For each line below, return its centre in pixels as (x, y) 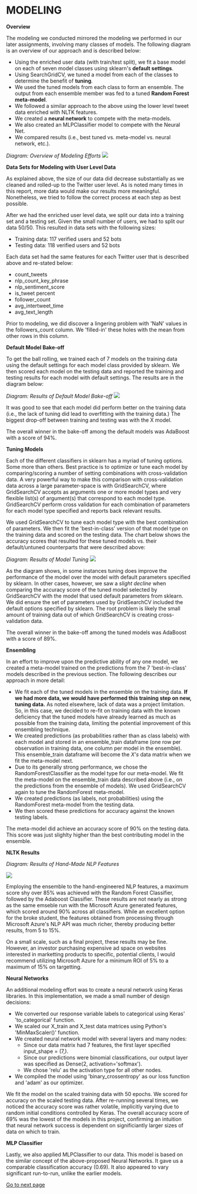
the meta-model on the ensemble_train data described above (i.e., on (98, 779)
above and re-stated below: (40, 263)
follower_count (33, 299)
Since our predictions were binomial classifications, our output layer (106, 1057)
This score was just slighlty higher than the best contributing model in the (95, 835)
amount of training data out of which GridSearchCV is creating (82, 615)
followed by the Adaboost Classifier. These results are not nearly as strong (96, 899)
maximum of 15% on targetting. (44, 967)
